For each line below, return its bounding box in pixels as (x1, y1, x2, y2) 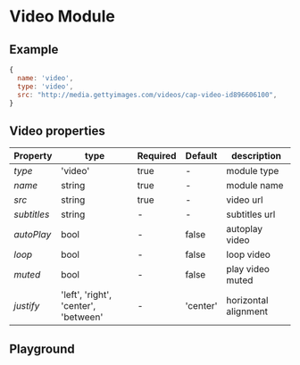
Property (13, 150, 53, 162)
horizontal (226, 294, 269, 307)
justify (13, 300, 40, 312)
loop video (226, 248, 271, 261)
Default (185, 150, 218, 162)
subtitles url (226, 208, 276, 220)
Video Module (9, 6, 116, 27)
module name (226, 179, 284, 192)
